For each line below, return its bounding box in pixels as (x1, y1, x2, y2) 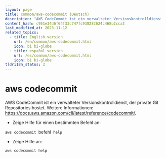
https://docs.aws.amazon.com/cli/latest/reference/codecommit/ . (5, 110, 137, 116)
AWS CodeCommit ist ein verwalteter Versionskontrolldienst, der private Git (5, 99, 159, 106)
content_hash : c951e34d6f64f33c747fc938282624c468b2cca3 (5, 21, 125, 26)
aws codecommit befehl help (5, 129, 63, 135)
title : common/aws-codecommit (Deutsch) (5, 12, 90, 17)
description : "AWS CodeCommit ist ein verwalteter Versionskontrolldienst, (5, 16, 165, 21)
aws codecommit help (5, 148, 48, 153)
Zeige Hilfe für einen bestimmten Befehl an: (12, 120, 101, 126)
